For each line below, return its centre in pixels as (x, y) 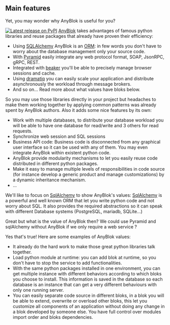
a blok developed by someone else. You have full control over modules (87, 312)
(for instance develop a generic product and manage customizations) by (88, 174)
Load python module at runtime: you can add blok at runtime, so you (84, 257)
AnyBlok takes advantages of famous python (105, 31)
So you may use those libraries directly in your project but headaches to (81, 99)
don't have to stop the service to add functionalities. (67, 263)
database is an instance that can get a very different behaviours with (84, 284)
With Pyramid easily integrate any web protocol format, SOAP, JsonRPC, (88, 57)
